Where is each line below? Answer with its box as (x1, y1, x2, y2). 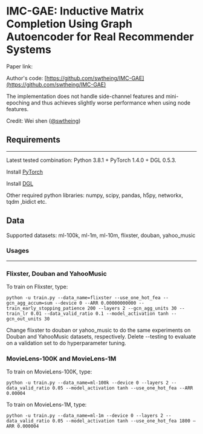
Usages (6, 247, 29, 255)
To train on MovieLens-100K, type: (6, 368, 92, 375)
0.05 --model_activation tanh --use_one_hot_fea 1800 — (52, 418, 196, 424)
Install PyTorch (6, 168, 43, 175)
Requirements (6, 135, 60, 145)
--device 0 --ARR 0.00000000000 (54, 300, 137, 306)
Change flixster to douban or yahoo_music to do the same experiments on (6, 326, 191, 334)
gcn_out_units (6, 316, 42, 322)
